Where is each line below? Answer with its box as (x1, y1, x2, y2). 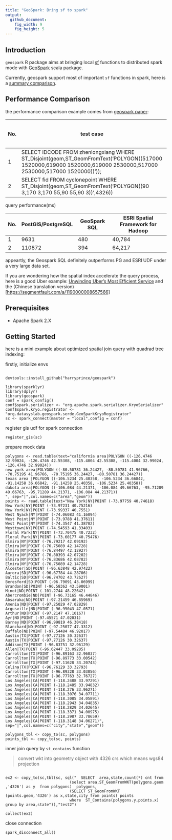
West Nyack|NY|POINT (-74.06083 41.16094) (5, 512, 97, 517)
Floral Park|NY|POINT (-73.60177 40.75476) (5, 534, 100, 540)
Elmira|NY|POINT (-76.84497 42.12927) (5, 548, 88, 553)
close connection (5, 820, 42, 826)
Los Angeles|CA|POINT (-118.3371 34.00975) (5, 710, 100, 715)
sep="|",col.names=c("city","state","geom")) (5, 723, 104, 728)
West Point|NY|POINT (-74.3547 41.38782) (5, 521, 95, 526)
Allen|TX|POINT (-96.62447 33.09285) (5, 647, 86, 652)
